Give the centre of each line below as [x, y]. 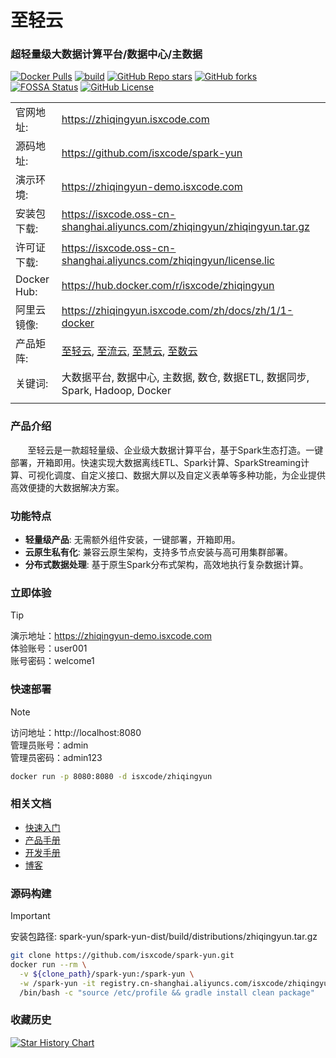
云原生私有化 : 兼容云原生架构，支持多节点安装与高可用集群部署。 [158, 552]
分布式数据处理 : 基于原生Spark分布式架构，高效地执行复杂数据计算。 [166, 565]
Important [30, 916]
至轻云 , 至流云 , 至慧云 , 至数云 [129, 351]
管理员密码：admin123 [56, 757]
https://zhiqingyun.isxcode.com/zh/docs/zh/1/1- [177, 311]
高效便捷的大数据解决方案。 [67, 487]
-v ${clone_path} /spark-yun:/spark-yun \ [107, 974]
